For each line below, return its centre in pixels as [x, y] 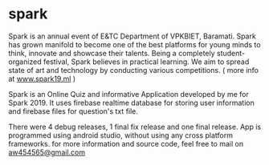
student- [231, 53]
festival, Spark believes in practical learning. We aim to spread [146, 62]
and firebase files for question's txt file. [73, 111]
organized [25, 62]
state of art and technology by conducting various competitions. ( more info [134, 70]
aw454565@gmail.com [47, 152]
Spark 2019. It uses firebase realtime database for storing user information [131, 103]
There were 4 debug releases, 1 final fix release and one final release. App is [135, 127]
